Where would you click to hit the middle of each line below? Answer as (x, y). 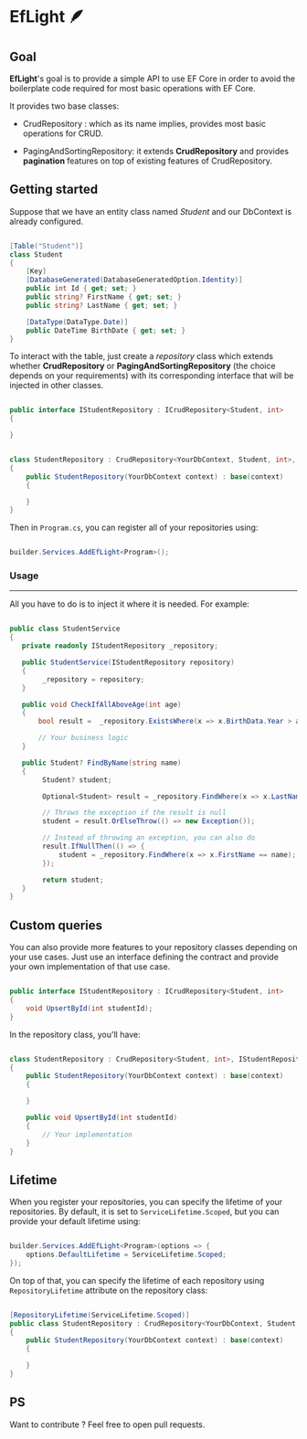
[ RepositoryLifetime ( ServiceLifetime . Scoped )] (100, 1315)
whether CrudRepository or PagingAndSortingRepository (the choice (143, 366)
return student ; (73, 880)
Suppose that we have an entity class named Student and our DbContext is (151, 211)
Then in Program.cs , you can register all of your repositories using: (134, 528)
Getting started (54, 190)
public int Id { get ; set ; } (81, 289)
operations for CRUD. (63, 133)
